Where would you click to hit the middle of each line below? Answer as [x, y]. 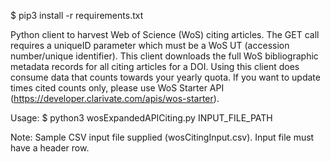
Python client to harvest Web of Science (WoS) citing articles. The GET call [165, 34]
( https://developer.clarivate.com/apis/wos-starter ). [115, 98]
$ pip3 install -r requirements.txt [77, 15]
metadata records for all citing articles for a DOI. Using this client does [155, 66]
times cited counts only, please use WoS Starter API [117, 88]
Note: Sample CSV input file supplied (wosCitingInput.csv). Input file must [162, 137]
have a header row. [50, 148]
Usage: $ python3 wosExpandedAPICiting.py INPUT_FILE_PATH [141, 118]
